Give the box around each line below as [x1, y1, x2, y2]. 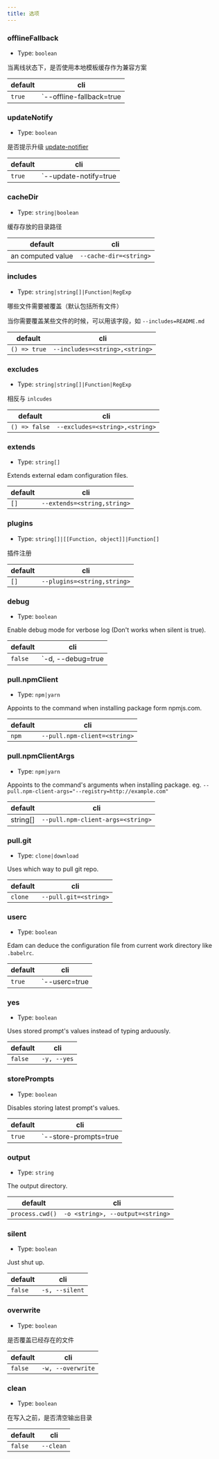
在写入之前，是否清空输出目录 [7, 1413, 92, 1422]
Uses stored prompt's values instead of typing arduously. [7, 1027, 171, 1035]
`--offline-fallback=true [41, 92, 121, 101]
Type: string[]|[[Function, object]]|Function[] [17, 534, 159, 542]
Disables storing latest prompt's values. [7, 1103, 120, 1112]
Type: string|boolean [17, 208, 79, 216]
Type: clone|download [17, 851, 79, 860]
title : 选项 [7, 10, 40, 17]
